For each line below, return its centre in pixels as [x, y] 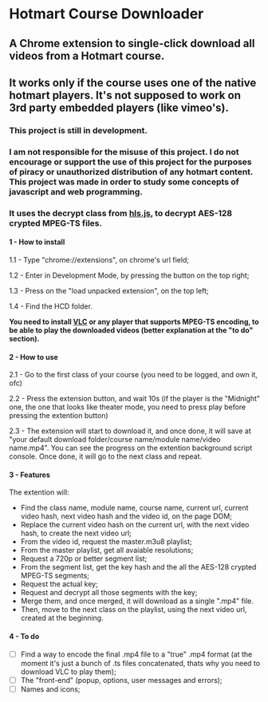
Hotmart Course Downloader [106, 14]
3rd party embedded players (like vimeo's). [119, 107]
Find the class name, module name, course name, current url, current [134, 508]
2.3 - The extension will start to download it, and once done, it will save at [130, 431]
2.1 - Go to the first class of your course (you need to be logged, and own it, [133, 375]
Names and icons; [50, 689]
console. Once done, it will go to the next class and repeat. [106, 456]
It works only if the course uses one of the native [133, 83]
